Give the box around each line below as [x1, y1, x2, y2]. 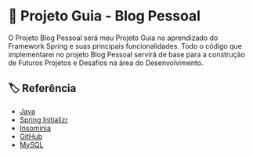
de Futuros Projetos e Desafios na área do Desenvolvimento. [8, 58, 204, 68]
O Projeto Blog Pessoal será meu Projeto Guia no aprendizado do [8, 33, 219, 42]
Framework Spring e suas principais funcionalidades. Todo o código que [8, 41, 243, 50]
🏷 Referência [8, 82, 77, 95]
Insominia [19, 123, 51, 133]
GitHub [19, 131, 43, 141]
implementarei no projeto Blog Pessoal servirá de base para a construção [8, 49, 245, 59]
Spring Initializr [19, 115, 68, 124]
